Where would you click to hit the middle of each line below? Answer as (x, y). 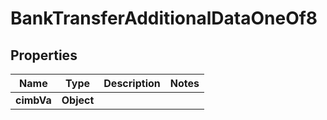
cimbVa (33, 100)
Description (132, 83)
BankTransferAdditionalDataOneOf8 (164, 18)
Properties (44, 55)
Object (78, 100)
